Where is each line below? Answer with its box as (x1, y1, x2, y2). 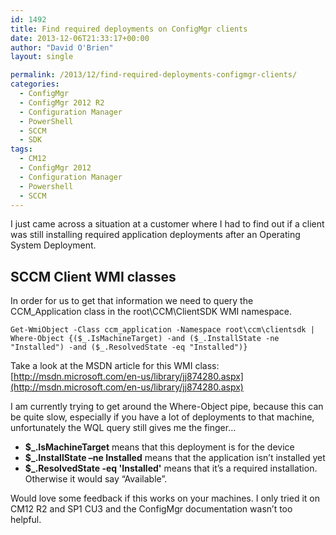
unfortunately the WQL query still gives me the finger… (10, 422, 237, 434)
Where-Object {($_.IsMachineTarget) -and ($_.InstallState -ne (10, 334, 280, 344)
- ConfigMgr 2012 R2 (19, 97, 105, 108)
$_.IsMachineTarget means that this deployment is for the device (24, 441, 295, 453)
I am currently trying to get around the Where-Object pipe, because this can (10, 401, 324, 413)
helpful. (10, 514, 42, 526)
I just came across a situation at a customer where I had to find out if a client (10, 218, 325, 230)
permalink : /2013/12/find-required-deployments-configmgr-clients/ (10, 70, 298, 80)
